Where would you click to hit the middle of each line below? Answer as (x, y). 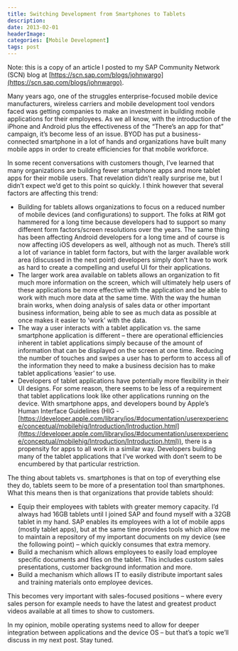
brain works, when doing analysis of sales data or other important (114, 305)
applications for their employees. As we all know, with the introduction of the (119, 119)
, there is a (196, 441)
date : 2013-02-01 (33, 27)
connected (23, 142)
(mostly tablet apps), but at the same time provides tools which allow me (124, 529)
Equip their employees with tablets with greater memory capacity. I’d (118, 507)
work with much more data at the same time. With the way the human (119, 297)
